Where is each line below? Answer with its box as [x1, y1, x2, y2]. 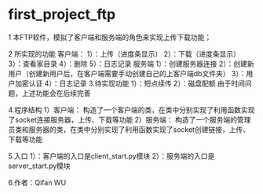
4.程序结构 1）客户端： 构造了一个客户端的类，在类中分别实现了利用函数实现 [8, 104, 255, 115]
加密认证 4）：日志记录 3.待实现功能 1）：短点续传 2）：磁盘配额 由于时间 [14, 79, 246, 88]
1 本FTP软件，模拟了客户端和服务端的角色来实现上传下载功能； [8, 32, 212, 42]
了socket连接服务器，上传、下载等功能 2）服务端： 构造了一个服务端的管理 [8, 115, 251, 124]
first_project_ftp [8, 5, 116, 24]
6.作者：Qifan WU [8, 178, 67, 187]
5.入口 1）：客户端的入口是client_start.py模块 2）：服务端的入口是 [8, 151, 215, 160]
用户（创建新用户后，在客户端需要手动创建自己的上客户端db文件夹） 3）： [8, 68, 247, 78]
